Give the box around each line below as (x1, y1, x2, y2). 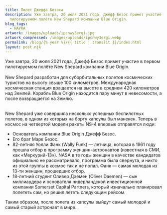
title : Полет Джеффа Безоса (5, 7, 64, 12)
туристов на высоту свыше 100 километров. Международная (5, 79, 137, 85)
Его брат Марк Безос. (12, 136, 59, 142)
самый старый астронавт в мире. (5, 204, 77, 210)
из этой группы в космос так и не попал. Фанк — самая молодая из (12, 162, 158, 168)
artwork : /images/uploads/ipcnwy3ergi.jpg (5, 30, 95, 35)
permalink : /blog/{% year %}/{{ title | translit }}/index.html (5, 40, 142, 45)
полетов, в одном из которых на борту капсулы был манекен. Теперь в (5, 115, 157, 121)
